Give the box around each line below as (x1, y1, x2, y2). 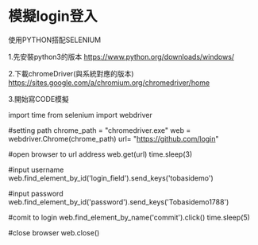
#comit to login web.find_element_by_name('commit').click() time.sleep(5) (8, 212, 250, 222)
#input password (8, 189, 64, 198)
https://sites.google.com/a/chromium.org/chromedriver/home (8, 77, 210, 87)
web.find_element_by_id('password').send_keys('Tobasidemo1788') (8, 196, 229, 207)
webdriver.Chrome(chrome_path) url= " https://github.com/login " (8, 134, 220, 143)
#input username (8, 165, 64, 174)
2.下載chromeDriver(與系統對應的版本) (8, 68, 134, 78)
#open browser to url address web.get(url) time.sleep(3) (8, 149, 193, 159)
